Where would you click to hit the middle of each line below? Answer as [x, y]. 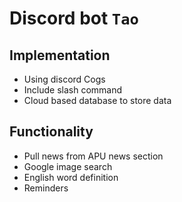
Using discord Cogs [64, 79]
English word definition [71, 177]
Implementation [60, 55]
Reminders [46, 188]
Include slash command [73, 90]
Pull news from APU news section [93, 156]
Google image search [68, 166]
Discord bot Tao [74, 18]
